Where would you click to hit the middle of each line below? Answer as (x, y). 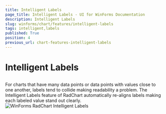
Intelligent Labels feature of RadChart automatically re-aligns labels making (83, 95)
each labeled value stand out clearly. (43, 100)
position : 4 (18, 38)
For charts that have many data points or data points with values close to (80, 85)
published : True (22, 33)
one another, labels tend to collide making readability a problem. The (76, 90)
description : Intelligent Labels (40, 19)
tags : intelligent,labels (32, 29)
